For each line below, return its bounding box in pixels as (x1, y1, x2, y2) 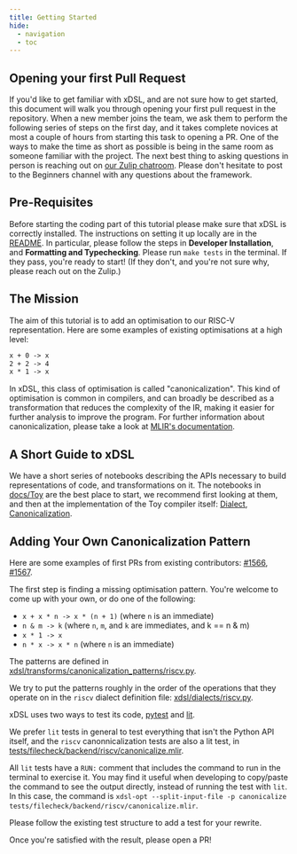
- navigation (17, 29, 66, 38)
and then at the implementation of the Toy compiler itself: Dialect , (9, 498, 248, 510)
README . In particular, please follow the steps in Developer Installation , (9, 237, 274, 248)
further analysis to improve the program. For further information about (9, 411, 265, 422)
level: (9, 333, 29, 344)
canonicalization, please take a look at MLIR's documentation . (9, 421, 235, 432)
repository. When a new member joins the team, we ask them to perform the (9, 113, 288, 124)
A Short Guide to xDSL (9, 447, 135, 462)
